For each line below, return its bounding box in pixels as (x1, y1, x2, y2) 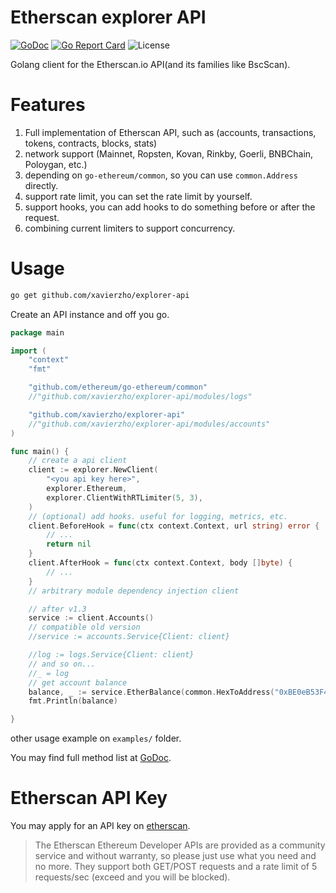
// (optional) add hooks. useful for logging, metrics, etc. (28, 511, 288, 521)
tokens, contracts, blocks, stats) (24, 137, 158, 149)
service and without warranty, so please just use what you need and (34, 850, 317, 862)
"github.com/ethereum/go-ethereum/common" (28, 382, 208, 393)
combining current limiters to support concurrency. (24, 222, 236, 234)
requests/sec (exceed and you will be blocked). (34, 871, 231, 883)
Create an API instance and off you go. (10, 308, 170, 320)
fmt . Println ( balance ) (28, 696, 118, 706)
